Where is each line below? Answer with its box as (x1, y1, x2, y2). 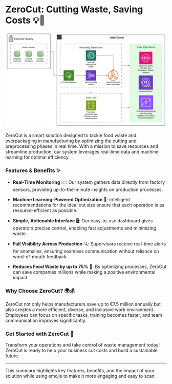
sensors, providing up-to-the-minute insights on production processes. (12, 186, 163, 193)
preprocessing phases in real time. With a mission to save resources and (5, 143, 159, 149)
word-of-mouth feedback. (12, 253, 68, 260)
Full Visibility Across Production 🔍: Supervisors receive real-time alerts (12, 240, 166, 247)
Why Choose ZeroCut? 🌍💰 (5, 287, 75, 295)
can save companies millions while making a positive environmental (12, 268, 156, 275)
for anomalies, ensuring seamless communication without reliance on (12, 248, 160, 254)
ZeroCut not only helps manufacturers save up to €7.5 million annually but (5, 301, 161, 307)
